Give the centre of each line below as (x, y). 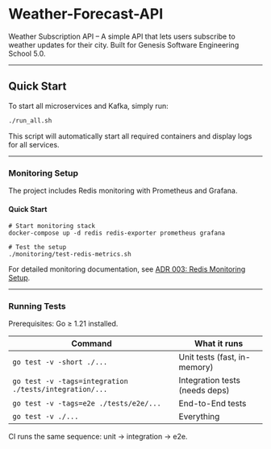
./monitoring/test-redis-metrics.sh (70, 255)
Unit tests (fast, (208, 357)
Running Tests (37, 306)
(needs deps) (204, 390)
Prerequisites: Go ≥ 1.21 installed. (63, 324)
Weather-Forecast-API (86, 14)
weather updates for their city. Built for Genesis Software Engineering (124, 44)
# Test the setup (38, 247)
